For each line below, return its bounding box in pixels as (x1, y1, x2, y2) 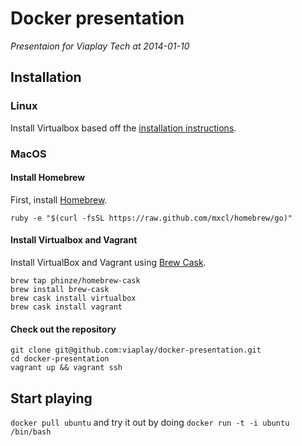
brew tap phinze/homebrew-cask (10, 275, 141, 286)
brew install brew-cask (10, 284, 110, 294)
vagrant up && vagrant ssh (10, 363, 123, 373)
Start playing (10, 390, 93, 407)
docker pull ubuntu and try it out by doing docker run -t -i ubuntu (10, 416, 290, 428)
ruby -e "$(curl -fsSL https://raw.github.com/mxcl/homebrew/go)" (10, 213, 293, 223)
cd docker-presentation (10, 354, 110, 364)
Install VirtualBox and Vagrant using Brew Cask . (10, 256, 207, 268)
